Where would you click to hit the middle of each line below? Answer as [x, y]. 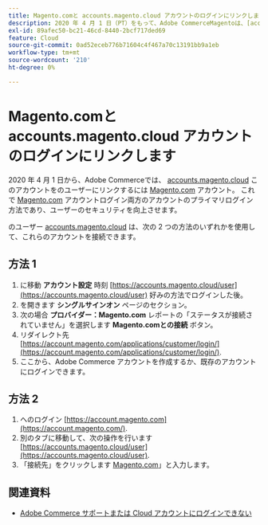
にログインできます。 [55, 371]
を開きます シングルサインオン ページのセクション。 [105, 304]
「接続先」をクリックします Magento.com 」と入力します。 [116, 465]
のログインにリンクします [93, 156]
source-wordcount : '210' [49, 61]
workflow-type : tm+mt [44, 53]
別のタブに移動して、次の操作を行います [86, 438]
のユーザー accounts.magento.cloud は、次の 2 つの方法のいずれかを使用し [132, 226]
